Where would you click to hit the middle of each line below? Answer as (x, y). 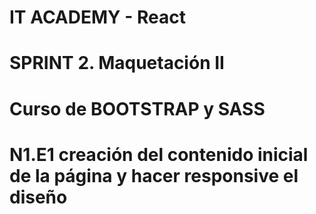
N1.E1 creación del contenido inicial (159, 154)
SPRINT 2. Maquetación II (117, 63)
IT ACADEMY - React (97, 17)
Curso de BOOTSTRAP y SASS (137, 108)
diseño (38, 197)
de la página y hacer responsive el (154, 175)
